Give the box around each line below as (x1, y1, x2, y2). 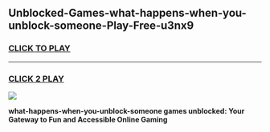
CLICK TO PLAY (8, 43, 71, 54)
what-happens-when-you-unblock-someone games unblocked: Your (8, 106, 245, 115)
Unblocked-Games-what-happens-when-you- (8, 6, 247, 20)
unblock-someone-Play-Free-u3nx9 (8, 19, 194, 33)
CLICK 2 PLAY (8, 73, 64, 84)
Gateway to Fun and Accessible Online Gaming (8, 114, 168, 124)
